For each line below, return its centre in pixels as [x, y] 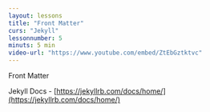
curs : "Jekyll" [34, 30]
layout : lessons [35, 16]
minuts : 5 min [32, 46]
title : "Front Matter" [46, 23]
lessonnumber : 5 [35, 38]
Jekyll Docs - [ [32, 91]
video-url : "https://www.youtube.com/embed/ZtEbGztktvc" [105, 53]
